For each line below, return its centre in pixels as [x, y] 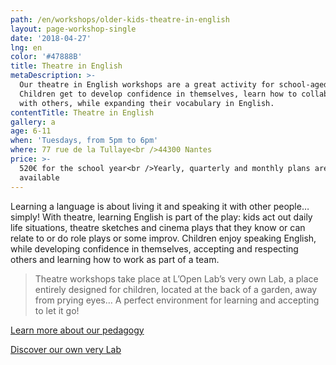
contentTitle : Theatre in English [82, 112]
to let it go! [57, 310]
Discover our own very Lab [66, 349]
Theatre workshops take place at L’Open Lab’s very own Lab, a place [176, 278]
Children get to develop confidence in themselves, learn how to [158, 94]
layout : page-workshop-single [73, 29]
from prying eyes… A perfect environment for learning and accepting [177, 300]
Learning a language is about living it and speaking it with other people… [160, 206]
